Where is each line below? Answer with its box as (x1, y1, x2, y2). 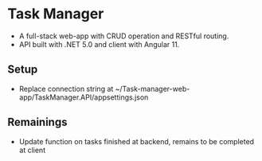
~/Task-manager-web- (115, 84, 190, 93)
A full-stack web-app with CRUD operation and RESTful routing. (18, 31, 229, 41)
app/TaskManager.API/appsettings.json (18, 92, 149, 102)
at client (18, 145, 45, 155)
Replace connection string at (18, 84, 114, 93)
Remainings (7, 116, 68, 129)
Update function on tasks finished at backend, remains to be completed (18, 136, 255, 146)
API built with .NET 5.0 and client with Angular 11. (18, 39, 180, 49)
